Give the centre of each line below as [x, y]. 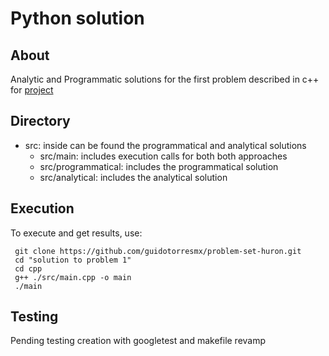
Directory [40, 121]
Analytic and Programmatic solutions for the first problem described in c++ [165, 79]
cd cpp [28, 268]
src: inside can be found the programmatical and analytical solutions [165, 145]
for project [32, 90]
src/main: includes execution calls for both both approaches [163, 156]
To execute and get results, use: [76, 233]
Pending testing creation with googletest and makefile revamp [138, 341]
